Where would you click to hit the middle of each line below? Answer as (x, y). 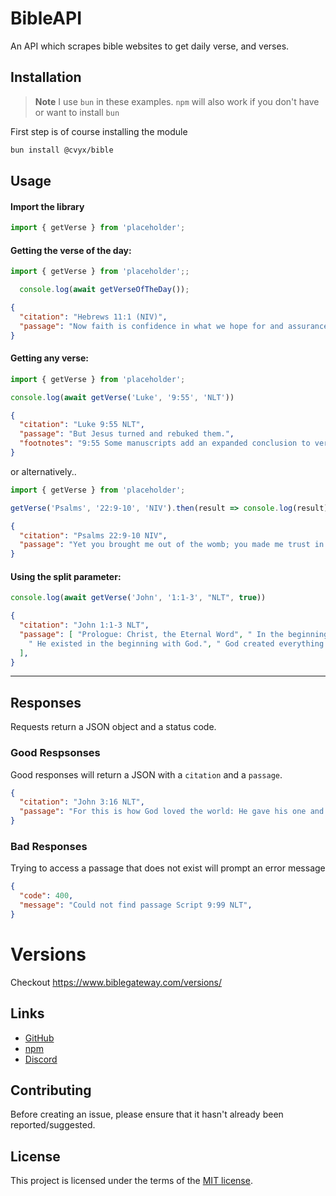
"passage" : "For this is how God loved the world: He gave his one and (172, 812)
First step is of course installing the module (99, 131)
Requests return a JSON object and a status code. (113, 727)
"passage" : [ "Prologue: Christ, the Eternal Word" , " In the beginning (174, 634)
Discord (41, 1059)
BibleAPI (46, 18)
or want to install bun (77, 112)
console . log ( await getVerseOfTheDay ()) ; (104, 290)
